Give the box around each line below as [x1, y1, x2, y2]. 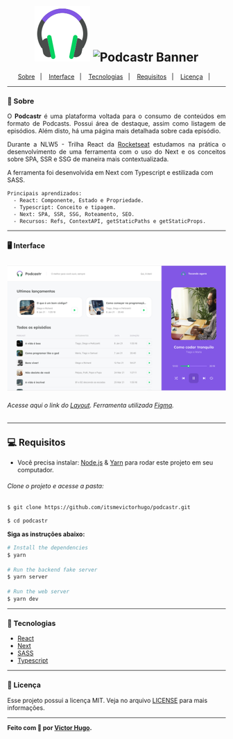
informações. [7, 704, 45, 712]
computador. [17, 465, 54, 474]
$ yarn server [7, 574, 49, 581]
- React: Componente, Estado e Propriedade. [13, 197, 144, 204]
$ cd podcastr [7, 517, 49, 524]
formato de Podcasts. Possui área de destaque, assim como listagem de [7, 119, 226, 128]
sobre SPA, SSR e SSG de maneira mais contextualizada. [7, 155, 169, 163]
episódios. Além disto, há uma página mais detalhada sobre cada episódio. [7, 127, 221, 135]
